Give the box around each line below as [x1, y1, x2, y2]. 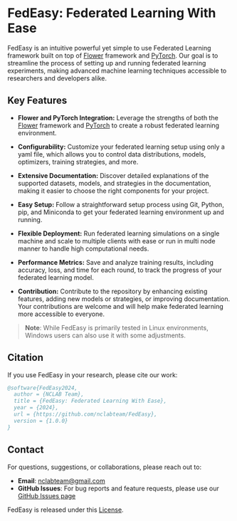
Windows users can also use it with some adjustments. [24, 331, 186, 340]
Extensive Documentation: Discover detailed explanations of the [17, 171, 209, 179]
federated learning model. [17, 273, 95, 282]
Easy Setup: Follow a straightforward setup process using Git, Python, [17, 200, 224, 209]
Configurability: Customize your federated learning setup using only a [17, 142, 226, 151]
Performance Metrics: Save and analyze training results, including [17, 258, 214, 266]
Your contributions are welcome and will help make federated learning [17, 302, 224, 310]
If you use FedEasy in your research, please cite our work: [7, 370, 178, 379]
